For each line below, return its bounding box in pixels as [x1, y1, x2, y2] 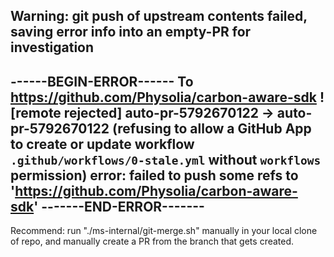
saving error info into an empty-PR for [10, 24, 252, 41]
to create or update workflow [10, 135, 195, 153]
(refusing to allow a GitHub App [111, 120, 312, 137]
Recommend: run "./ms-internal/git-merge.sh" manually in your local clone [10, 225, 318, 237]
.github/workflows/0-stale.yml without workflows [10, 151, 322, 168]
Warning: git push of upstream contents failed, [10, 8, 308, 25]
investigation [10, 39, 95, 56]
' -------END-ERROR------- [33, 198, 205, 215]
